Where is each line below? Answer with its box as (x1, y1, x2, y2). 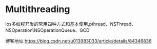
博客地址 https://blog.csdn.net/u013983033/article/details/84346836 (5, 38, 152, 44)
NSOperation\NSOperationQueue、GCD (5, 27, 90, 33)
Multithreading (5, 4, 70, 15)
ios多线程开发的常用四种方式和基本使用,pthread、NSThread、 (5, 21, 136, 27)
